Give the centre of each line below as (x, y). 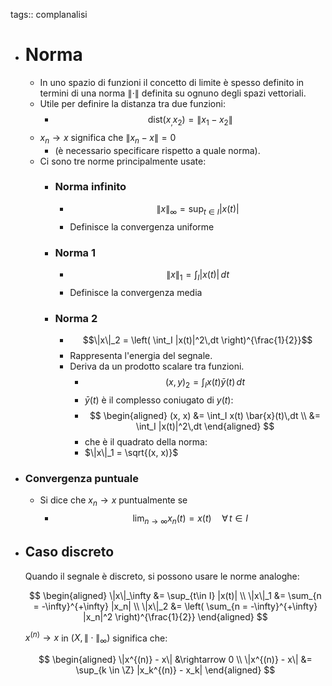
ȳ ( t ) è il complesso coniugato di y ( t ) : (159, 400)
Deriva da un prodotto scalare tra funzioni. (157, 366)
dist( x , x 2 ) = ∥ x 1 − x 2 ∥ (190, 120)
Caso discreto (69, 552)
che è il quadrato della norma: (146, 441)
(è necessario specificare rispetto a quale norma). (157, 150)
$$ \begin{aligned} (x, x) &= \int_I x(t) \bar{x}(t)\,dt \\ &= (205, 415)
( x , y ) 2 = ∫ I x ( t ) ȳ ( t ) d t (205, 383)
